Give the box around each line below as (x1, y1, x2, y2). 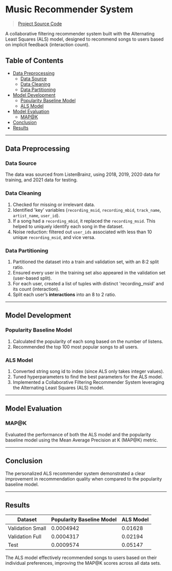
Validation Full (8, 533, 42, 540)
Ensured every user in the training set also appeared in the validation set (12, 270, 166, 276)
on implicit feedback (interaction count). (5, 41, 90, 47)
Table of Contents (5, 57, 64, 65)
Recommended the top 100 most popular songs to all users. (12, 343, 139, 350)
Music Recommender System (5, 4, 133, 15)
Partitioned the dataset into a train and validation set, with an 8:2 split (12, 259, 159, 265)
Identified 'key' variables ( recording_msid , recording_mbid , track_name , (12, 207, 161, 213)
